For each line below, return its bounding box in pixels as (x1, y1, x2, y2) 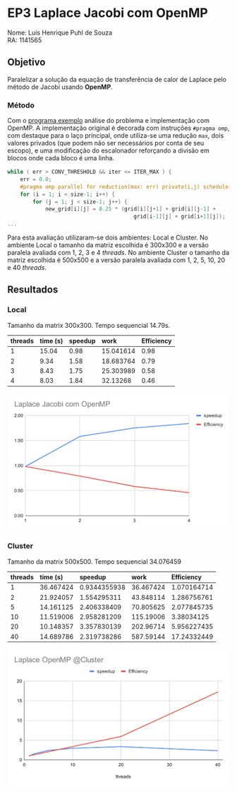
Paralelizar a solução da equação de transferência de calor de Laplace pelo (7, 75, 227, 83)
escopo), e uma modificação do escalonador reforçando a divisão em (7, 146, 209, 155)
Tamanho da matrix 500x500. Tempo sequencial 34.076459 (7, 557, 182, 566)
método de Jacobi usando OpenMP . (7, 83, 113, 91)
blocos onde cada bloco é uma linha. (7, 154, 115, 162)
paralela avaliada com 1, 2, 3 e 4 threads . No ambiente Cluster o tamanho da (7, 249, 230, 257)
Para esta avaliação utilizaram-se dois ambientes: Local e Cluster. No (7, 233, 209, 242)
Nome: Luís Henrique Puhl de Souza (7, 28, 113, 37)
